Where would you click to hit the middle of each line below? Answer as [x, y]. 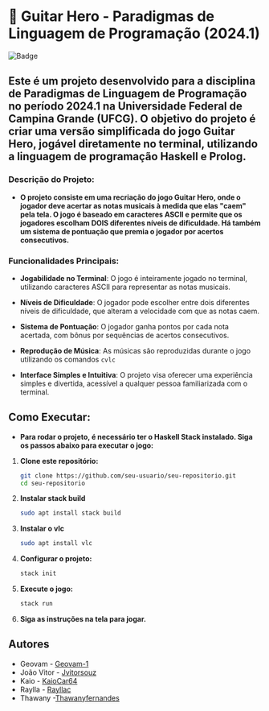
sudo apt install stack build [71, 513]
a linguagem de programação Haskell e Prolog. [127, 157]
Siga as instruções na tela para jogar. [83, 618]
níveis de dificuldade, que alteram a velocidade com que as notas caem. [139, 311]
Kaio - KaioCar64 [49, 680]
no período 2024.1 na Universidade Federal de [125, 107]
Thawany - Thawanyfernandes [70, 698]
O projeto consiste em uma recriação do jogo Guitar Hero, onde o [130, 197]
